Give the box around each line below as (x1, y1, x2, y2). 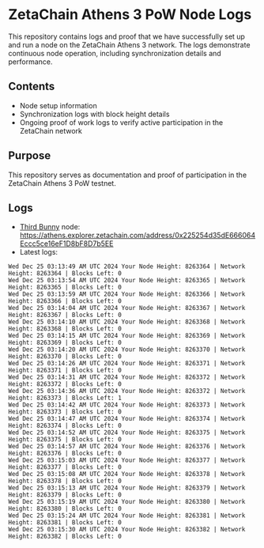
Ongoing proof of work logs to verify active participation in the (19, 117, 224, 127)
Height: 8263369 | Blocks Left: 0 (8, 338, 123, 347)
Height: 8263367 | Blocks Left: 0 (8, 311, 123, 319)
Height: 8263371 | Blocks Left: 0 (8, 366, 123, 375)
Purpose (8, 149, 51, 163)
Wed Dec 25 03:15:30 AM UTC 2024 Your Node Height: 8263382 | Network (8, 526, 246, 534)
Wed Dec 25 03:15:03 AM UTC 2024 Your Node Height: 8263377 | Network (8, 456, 246, 464)
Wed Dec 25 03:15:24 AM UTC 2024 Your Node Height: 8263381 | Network (8, 512, 246, 520)
